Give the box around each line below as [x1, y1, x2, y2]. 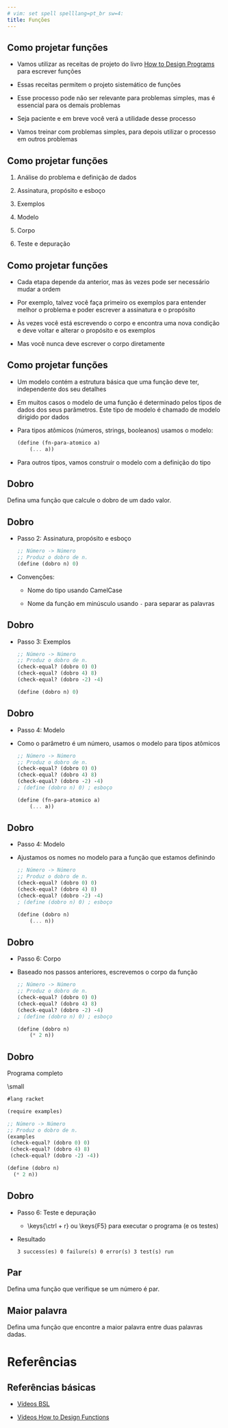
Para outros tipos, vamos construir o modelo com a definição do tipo [16, 458, 211, 467]
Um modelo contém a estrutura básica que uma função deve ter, [16, 377, 200, 386]
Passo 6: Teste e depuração [16, 1208, 97, 1217]
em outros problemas [16, 135, 77, 143]
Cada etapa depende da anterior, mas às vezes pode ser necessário [16, 277, 210, 285]
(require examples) [7, 1108, 63, 1115]
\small [7, 1082, 25, 1091]
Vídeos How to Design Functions [16, 1413, 110, 1421]
